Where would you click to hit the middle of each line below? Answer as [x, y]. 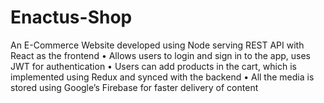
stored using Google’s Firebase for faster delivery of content [134, 87]
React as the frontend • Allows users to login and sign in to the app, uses [160, 55]
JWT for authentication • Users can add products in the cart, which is [153, 66]
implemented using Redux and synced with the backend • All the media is [162, 77]
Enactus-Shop [71, 17]
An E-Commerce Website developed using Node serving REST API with [157, 45]
